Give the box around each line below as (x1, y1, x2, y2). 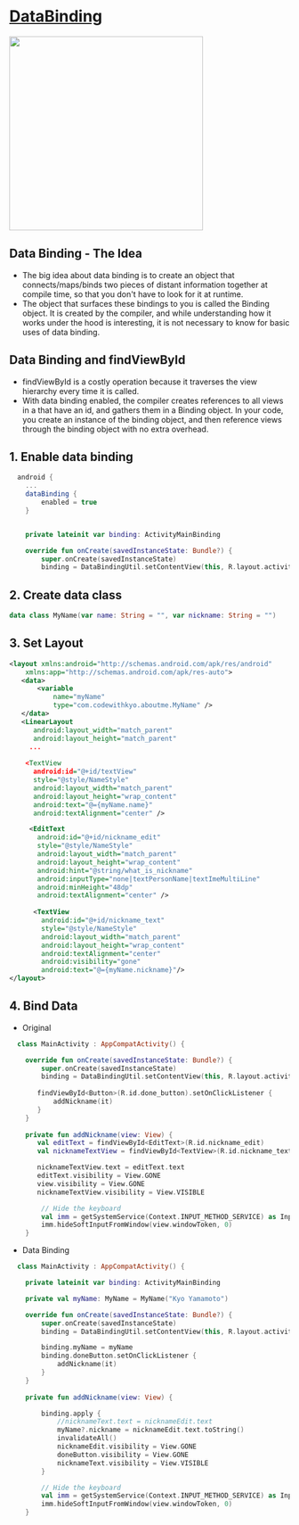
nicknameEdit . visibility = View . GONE (56, 1442, 198, 1451)
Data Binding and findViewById (9, 352, 186, 367)
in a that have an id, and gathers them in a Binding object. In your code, (21, 404, 284, 416)
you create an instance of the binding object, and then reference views (21, 414, 282, 425)
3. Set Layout (9, 636, 84, 651)
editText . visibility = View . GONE (36, 1171, 162, 1181)
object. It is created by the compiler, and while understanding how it (21, 308, 271, 318)
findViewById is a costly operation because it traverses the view (21, 376, 258, 387)
